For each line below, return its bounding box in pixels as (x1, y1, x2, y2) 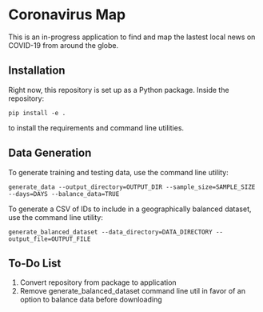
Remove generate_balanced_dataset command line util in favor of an (19, 286, 246, 296)
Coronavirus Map (8, 6, 126, 24)
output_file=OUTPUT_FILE (8, 234, 91, 243)
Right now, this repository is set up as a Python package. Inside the (8, 85, 229, 94)
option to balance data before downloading (19, 294, 162, 305)
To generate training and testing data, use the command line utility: (8, 167, 229, 177)
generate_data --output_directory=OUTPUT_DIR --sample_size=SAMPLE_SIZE (8, 182, 256, 191)
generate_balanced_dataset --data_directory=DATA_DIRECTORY (8, 228, 213, 236)
